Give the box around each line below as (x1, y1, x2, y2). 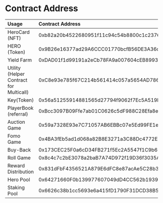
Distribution (7, 168, 34, 175)
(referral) (7, 110, 28, 117)
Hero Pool (7, 176, 31, 183)
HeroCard (7, 29, 30, 35)
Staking (7, 184, 25, 191)
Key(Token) (7, 97, 34, 103)
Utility (7, 64, 21, 71)
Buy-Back (7, 146, 31, 153)
